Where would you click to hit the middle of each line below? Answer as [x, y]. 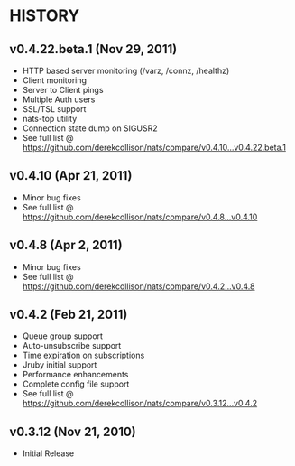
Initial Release [48, 453]
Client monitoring [55, 80]
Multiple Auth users [59, 99]
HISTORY [45, 16]
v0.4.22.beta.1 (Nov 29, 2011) [93, 49]
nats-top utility [50, 119]
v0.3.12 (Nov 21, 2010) [73, 431]
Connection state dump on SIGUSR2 [90, 128]
